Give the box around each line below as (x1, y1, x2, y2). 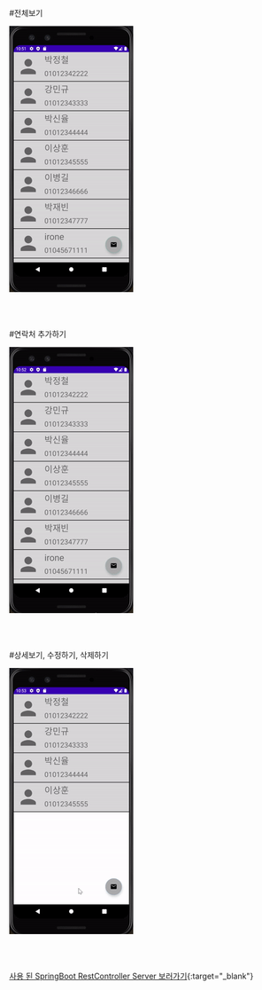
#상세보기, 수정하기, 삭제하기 (9, 650, 109, 660)
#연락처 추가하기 (9, 329, 66, 339)
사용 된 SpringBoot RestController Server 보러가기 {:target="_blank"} (9, 970, 254, 981)
